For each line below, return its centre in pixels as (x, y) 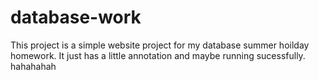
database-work (76, 17)
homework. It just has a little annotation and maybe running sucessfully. (158, 55)
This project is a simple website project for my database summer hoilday (160, 45)
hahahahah (33, 66)
